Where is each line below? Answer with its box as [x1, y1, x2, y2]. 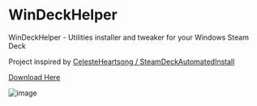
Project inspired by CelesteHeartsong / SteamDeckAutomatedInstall [8, 57, 235, 66]
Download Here [8, 72, 61, 82]
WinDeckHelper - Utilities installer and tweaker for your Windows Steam [8, 32, 250, 42]
